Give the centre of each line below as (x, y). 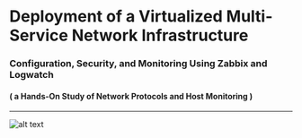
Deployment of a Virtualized (116, 17)
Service (39, 35)
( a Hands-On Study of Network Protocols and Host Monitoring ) (131, 96)
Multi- (249, 17)
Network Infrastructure (160, 35)
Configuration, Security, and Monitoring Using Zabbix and (138, 64)
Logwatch (31, 75)
